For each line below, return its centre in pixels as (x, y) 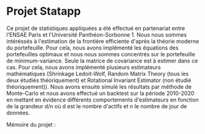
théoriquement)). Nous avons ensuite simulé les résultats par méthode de (99, 86)
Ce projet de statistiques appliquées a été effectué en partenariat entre (96, 28)
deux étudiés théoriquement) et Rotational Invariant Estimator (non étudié (99, 80)
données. (18, 113)
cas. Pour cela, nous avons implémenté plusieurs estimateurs (84, 67)
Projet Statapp (44, 11)
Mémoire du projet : (31, 124)
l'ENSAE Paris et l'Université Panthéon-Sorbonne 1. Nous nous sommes (97, 34)
